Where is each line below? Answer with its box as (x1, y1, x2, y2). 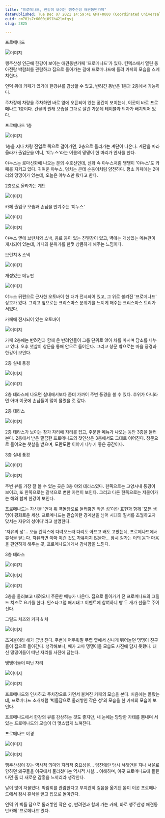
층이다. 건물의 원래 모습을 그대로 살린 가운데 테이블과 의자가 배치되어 (20, 106, 151, 112)
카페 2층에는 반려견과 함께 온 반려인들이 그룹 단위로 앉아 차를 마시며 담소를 (5, 337, 148, 343)
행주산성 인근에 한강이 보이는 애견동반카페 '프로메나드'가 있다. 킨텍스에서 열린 (5, 60, 153, 66)
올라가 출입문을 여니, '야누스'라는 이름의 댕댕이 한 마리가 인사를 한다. (5, 150, 136, 156)
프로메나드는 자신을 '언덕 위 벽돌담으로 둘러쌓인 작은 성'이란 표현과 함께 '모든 (5, 506, 152, 512)
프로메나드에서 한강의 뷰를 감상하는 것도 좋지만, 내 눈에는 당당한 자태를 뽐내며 (5, 714, 153, 720)
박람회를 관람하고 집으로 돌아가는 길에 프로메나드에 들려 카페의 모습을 (18, 66, 151, 72)
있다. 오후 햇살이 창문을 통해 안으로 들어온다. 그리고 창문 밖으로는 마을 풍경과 (10, 343, 157, 350)
